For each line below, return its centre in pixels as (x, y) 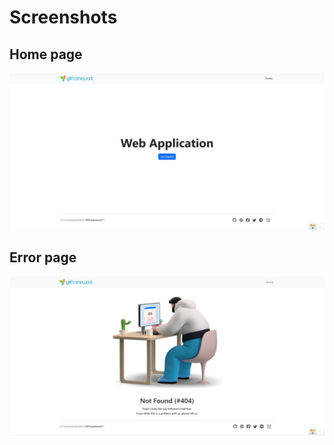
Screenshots (63, 17)
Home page (46, 54)
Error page (43, 257)
